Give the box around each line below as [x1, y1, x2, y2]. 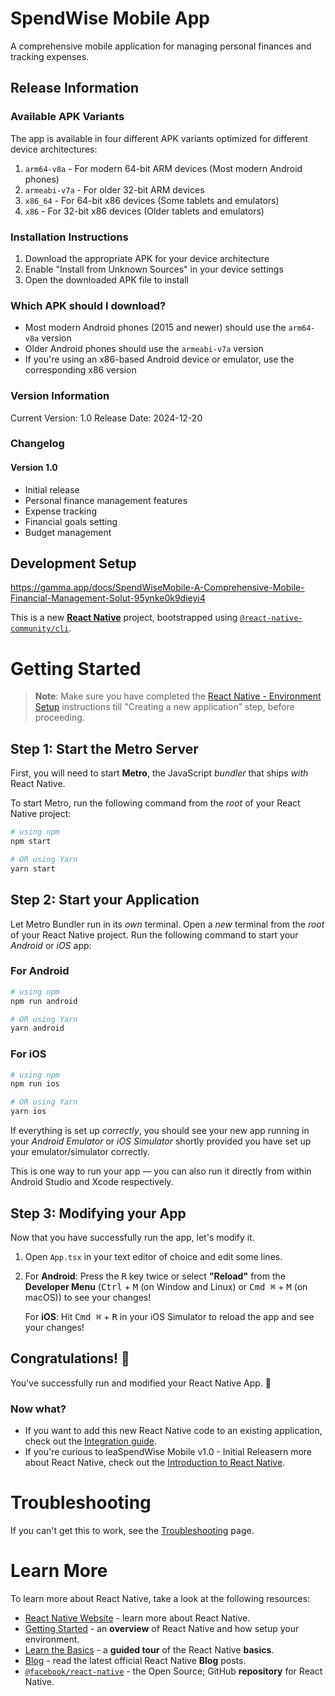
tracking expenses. [10, 50, 90, 62]
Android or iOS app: [10, 939, 92, 951]
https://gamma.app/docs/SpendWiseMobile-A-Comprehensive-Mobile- [10, 582, 305, 594]
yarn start [10, 863, 56, 874]
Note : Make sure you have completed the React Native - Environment [34, 690, 322, 702]
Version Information [10, 389, 110, 403]
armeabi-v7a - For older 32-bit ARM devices [24, 183, 205, 196]
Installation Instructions [10, 230, 129, 244]
